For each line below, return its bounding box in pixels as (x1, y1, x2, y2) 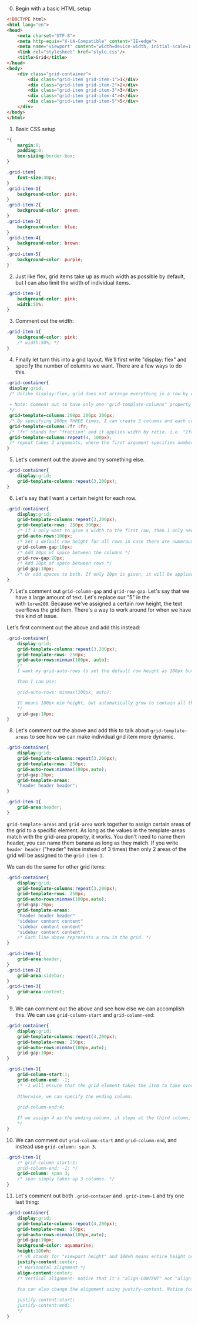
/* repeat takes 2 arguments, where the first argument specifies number (9, 440, 194, 446)
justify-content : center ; (17, 1259, 78, 1265)
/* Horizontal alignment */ (17, 1264, 86, 1270)
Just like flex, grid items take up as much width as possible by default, (15, 273, 186, 280)
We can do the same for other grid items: (6, 863, 106, 870)
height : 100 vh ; (17, 1248, 52, 1254)
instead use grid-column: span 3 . (15, 1143, 96, 1150)
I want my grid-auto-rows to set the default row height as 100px (17, 668, 183, 674)
